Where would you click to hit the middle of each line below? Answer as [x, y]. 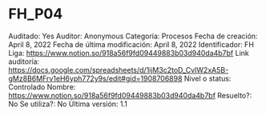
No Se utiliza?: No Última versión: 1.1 [68, 104]
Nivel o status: [208, 78]
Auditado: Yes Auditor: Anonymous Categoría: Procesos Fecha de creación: [133, 36]
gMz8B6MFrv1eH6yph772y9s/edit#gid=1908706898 [95, 78]
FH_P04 [36, 14]
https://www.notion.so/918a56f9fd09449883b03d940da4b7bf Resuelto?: [130, 95]
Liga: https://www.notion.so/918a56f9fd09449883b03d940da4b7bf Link [129, 53]
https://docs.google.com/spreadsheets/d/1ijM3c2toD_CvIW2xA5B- [119, 69]
